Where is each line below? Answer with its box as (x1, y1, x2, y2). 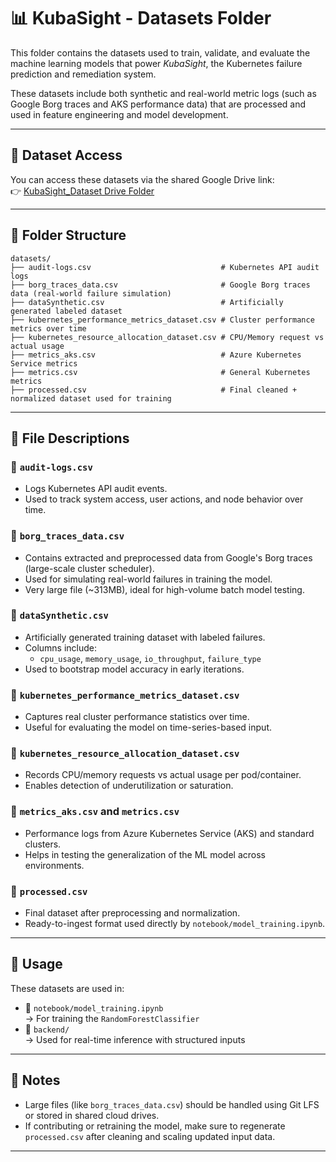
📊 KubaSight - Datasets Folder (10, 7, 272, 30)
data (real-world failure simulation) (10, 288, 172, 299)
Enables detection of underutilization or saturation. (24, 780, 234, 792)
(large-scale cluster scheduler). (24, 562, 155, 574)
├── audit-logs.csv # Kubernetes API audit (10, 262, 320, 272)
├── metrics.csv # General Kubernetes (10, 367, 311, 377)
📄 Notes (10, 1072, 61, 1089)
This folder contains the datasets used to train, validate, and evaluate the (10, 46, 311, 59)
